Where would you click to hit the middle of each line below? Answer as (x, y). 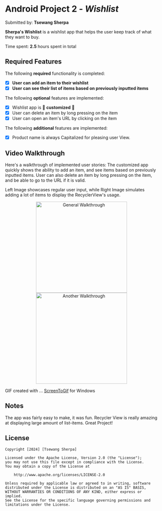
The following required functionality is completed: (55, 73)
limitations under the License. (38, 504)
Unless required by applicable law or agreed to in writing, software (78, 483)
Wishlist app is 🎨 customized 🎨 (43, 107)
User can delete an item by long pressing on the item (65, 113)
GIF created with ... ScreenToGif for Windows (50, 391)
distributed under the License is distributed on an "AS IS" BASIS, (76, 487)
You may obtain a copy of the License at (48, 466)
